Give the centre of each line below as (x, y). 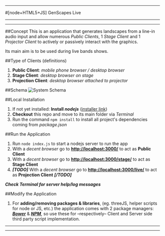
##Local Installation (25, 99)
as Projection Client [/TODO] (42, 175)
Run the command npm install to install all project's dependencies (80, 119)
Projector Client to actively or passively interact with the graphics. (72, 42)
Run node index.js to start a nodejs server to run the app (70, 143)
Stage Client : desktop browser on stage (53, 75)
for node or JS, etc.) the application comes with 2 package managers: (83, 208)
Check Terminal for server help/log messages (53, 184)
